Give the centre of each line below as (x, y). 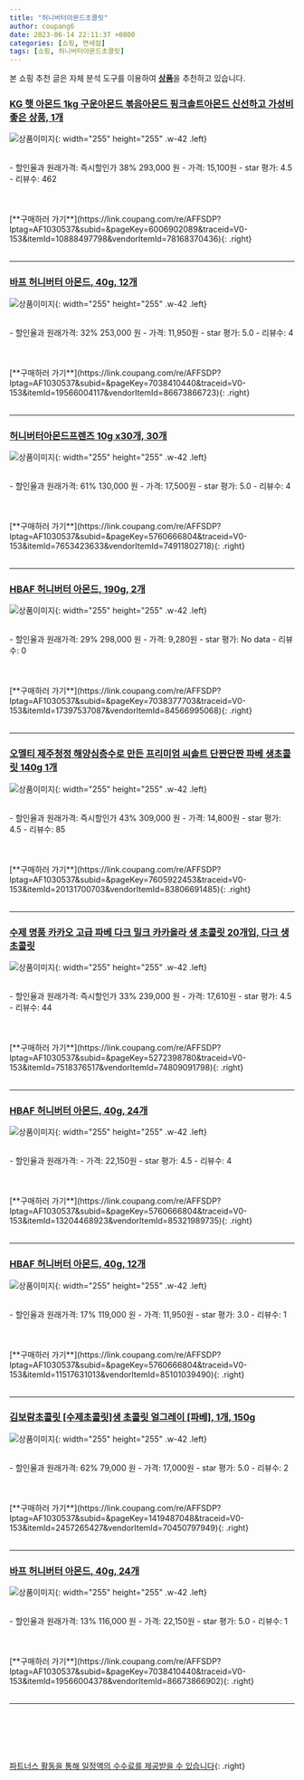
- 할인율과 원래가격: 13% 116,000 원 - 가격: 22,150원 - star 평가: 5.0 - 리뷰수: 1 (148, 1622)
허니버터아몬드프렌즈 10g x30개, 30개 (88, 435)
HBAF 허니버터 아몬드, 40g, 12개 (78, 1264)
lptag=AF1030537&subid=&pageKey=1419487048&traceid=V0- (127, 1518)
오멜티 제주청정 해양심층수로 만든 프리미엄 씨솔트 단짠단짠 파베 (137, 754)
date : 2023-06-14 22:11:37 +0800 (72, 34)
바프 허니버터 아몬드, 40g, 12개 (73, 282)
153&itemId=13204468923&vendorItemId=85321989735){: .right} (131, 1221)
